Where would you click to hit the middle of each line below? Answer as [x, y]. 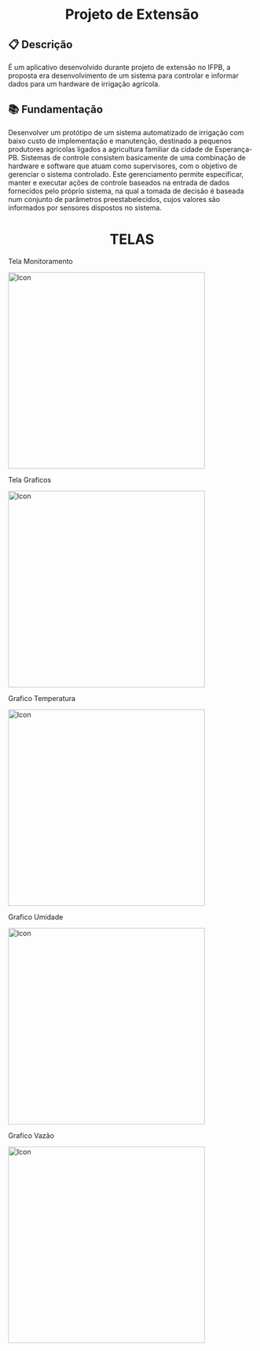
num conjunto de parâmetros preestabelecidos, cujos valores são [114, 199]
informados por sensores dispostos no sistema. [85, 207]
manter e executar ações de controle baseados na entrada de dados [119, 182]
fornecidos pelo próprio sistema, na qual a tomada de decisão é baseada [126, 191]
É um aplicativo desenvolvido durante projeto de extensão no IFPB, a [119, 67]
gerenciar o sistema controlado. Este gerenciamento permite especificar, [126, 174]
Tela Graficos [30, 479]
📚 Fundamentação [56, 110]
